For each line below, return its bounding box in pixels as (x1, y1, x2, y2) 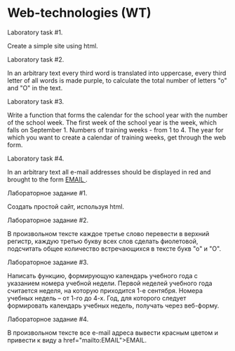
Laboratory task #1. (7, 28, 63, 36)
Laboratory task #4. (7, 154, 65, 163)
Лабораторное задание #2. (7, 216, 89, 224)
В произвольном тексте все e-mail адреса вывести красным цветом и (7, 328, 219, 337)
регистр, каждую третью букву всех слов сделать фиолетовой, (7, 237, 199, 245)
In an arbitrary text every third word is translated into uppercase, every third (7, 69, 227, 77)
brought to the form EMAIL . (7, 175, 88, 184)
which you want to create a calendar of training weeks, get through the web (7, 133, 227, 142)
